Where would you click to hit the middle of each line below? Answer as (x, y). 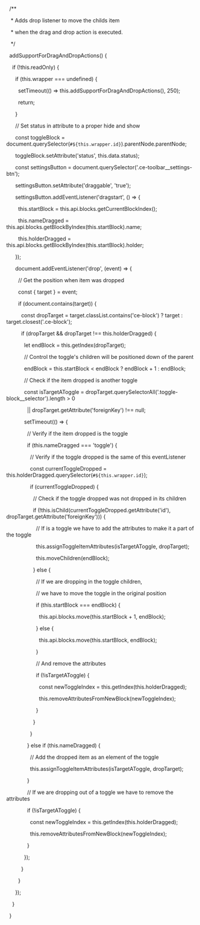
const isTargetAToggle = (54, 392)
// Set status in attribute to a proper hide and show (77, 126)
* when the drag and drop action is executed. (67, 32)
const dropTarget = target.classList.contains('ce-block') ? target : (102, 315)
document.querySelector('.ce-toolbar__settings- (133, 167)
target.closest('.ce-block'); (39, 322)
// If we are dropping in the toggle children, (89, 582)
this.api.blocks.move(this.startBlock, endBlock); (98, 640)
